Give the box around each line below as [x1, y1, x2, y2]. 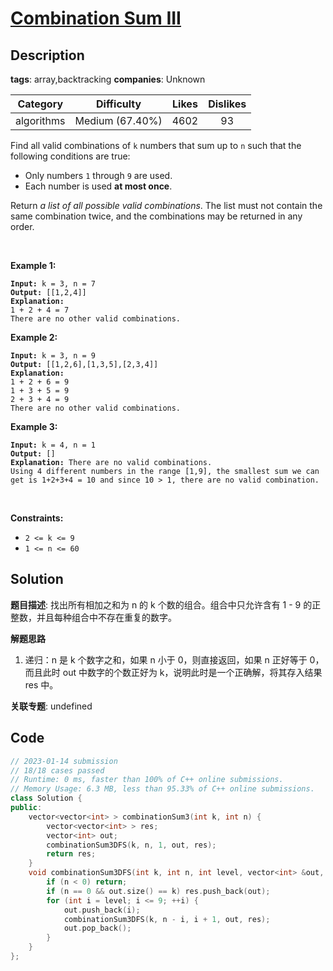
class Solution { [10, 793, 83, 804]
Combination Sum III [10, 7, 182, 30]
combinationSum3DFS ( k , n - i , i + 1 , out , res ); [63, 914, 271, 924]
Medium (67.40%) [74, 114, 163, 127]
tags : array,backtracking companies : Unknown [10, 73, 206, 85]
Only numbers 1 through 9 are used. [24, 170, 173, 181]
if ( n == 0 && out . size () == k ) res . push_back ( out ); [46, 886, 271, 896]
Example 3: [10, 421, 58, 432]
